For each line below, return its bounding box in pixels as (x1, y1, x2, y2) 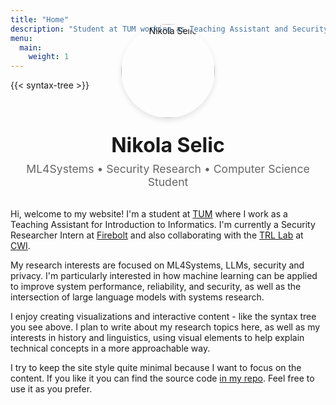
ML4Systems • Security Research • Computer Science (26, 162, 310, 176)
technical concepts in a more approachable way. (10, 342, 211, 355)
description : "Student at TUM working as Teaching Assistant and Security (10, 24, 329, 34)
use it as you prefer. (10, 383, 93, 395)
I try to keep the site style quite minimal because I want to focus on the (10, 362, 302, 374)
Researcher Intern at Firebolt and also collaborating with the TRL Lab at (10, 229, 304, 241)
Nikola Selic (111, 132, 225, 158)
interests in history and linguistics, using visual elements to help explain (10, 332, 305, 344)
